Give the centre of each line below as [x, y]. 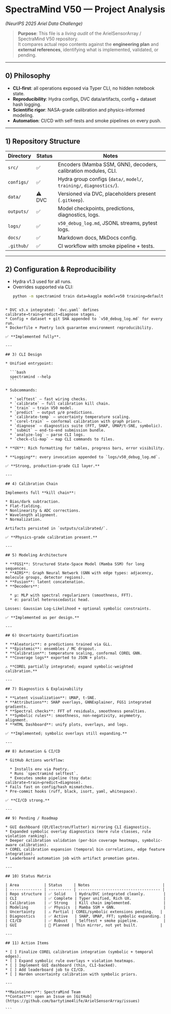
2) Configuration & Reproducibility [61, 269]
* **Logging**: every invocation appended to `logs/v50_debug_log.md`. [83, 457]
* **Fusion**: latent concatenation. [45, 582]
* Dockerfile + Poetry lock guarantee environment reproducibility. [79, 328]
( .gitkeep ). [71, 200]
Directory [20, 155]
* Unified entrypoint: [29, 364]
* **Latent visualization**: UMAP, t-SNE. [51, 698]
